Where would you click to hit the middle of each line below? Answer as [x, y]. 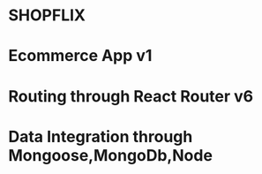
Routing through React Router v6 [131, 96]
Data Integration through [101, 136]
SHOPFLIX [47, 15]
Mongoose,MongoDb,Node [111, 155]
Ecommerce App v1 [80, 56]
